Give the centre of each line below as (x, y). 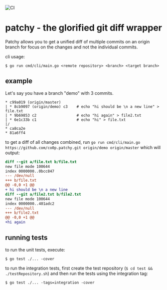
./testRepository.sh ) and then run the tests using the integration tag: (77, 273)
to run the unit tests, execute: (35, 250)
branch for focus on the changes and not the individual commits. (72, 47)
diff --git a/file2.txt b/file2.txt (43, 194)
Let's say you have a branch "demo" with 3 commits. (59, 93)
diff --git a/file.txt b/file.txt (41, 162)
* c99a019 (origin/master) (33, 102)
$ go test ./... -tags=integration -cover (50, 283)
